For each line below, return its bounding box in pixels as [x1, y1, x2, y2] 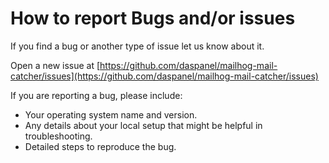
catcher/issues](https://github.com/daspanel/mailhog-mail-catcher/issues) [10, 70, 319, 82]
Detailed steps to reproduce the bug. [24, 140, 177, 152]
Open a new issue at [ [10, 59, 101, 71]
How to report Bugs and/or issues [10, 7, 296, 30]
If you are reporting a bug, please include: [10, 89, 183, 101]
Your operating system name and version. [24, 108, 198, 121]
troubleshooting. [24, 130, 93, 142]
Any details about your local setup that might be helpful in [24, 119, 263, 131]
